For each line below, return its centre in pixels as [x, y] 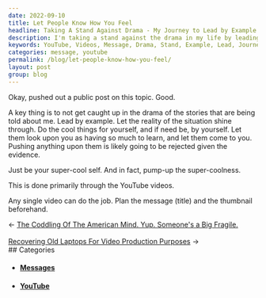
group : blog [28, 74]
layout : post [30, 67]
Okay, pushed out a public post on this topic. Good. [92, 97]
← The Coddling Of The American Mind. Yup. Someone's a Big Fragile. [123, 224]
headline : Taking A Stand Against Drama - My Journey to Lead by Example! [134, 30]
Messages [37, 268]
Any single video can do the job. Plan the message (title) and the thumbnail [131, 201]
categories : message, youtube [58, 52]
